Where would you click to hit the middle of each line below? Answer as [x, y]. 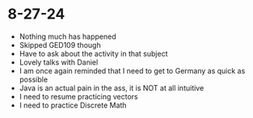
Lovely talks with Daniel [59, 62]
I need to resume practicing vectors [78, 96]
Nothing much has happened [67, 36]
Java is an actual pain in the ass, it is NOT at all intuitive [112, 88]
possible [34, 79]
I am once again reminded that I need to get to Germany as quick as [132, 70]
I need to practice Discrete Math [73, 105]
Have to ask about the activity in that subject [93, 53]
